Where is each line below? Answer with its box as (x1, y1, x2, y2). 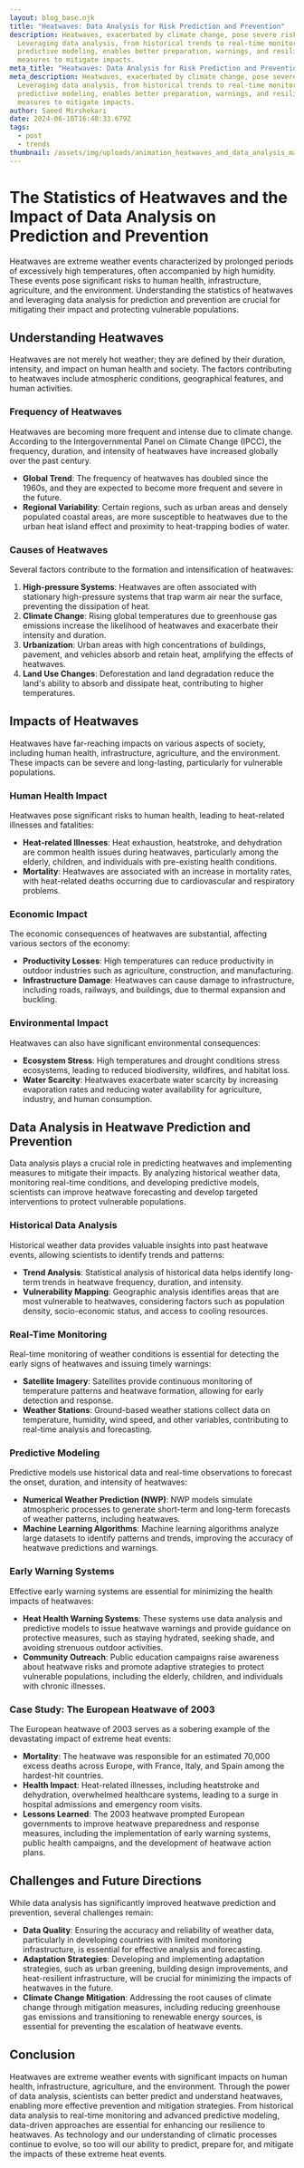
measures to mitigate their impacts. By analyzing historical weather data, (9, 1167, 280, 1178)
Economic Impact (9, 908, 88, 920)
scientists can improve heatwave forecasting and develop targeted (9, 1186, 258, 1197)
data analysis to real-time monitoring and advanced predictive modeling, (9, 2109, 280, 2121)
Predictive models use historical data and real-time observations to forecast (9, 1467, 292, 1478)
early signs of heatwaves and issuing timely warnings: (9, 1359, 212, 1370)
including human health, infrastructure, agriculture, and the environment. (9, 747, 280, 758)
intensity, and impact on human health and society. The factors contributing (9, 363, 292, 374)
